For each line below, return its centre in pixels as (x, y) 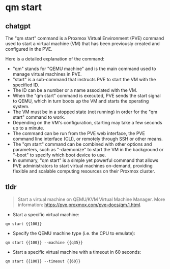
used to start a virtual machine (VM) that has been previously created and (83, 44)
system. (21, 106)
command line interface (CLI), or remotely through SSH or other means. (88, 139)
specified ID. (26, 85)
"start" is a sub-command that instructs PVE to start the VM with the (84, 79)
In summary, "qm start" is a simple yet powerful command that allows (86, 160)
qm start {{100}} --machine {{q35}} (44, 243)
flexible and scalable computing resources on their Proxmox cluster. (84, 171)
